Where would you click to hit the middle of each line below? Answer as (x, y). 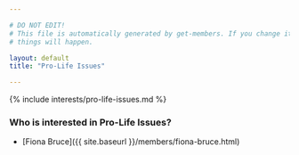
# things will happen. (51, 42)
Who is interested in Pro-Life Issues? (90, 123)
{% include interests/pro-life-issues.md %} (88, 100)
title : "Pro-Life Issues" (57, 66)
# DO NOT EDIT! (37, 25)
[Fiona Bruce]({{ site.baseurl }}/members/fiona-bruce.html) (131, 142)
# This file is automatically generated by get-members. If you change (145, 33)
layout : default (39, 58)
